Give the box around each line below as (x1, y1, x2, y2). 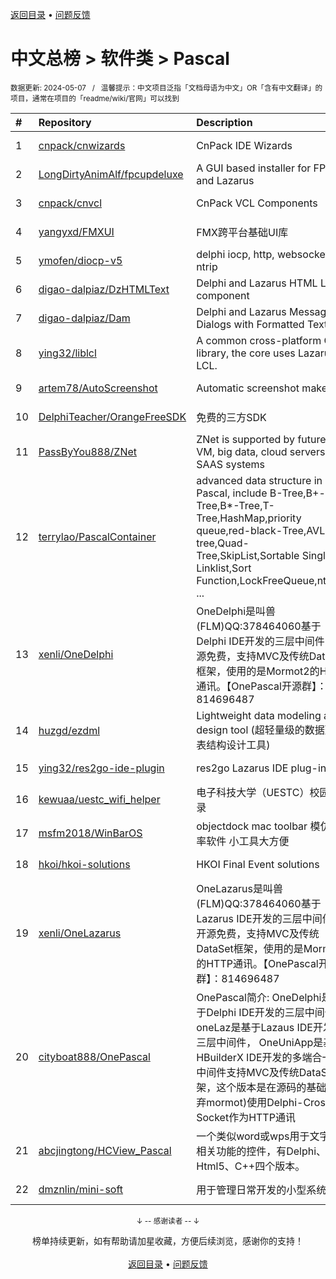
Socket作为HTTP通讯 (196, 1110, 296, 1124)
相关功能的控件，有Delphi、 (196, 1144, 327, 1158)
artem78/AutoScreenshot (38, 381, 158, 395)
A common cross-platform (196, 333, 322, 347)
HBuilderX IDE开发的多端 (196, 1050, 313, 1064)
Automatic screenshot (196, 381, 300, 395)
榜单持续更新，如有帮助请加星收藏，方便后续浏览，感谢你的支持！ (32, 1234, 304, 1247)
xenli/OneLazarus (38, 926, 122, 940)
